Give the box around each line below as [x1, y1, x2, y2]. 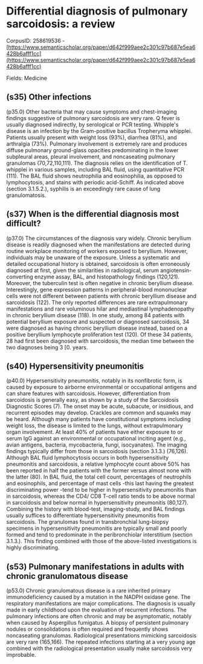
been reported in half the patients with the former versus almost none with [6, 467, 192, 474]
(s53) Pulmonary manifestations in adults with [6, 561, 184, 572]
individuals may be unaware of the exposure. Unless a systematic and [6, 254, 181, 261]
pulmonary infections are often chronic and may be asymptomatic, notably [6, 613, 192, 620]
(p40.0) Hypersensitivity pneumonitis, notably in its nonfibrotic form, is [6, 377, 182, 384]
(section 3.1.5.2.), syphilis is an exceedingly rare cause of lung [6, 185, 161, 192]
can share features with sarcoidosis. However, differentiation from [6, 390, 171, 397]
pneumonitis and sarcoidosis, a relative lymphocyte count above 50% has [6, 460, 190, 468]
